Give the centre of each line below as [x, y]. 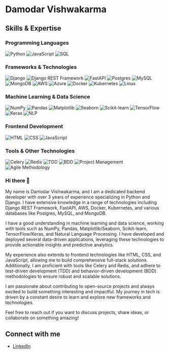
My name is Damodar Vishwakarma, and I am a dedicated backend [75, 192]
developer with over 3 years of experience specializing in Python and [78, 197]
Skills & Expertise [33, 28]
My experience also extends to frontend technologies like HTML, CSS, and [83, 255]
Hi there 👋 [18, 181]
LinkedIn [22, 346]
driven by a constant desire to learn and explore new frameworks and [78, 297]
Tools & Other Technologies [40, 150]
